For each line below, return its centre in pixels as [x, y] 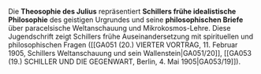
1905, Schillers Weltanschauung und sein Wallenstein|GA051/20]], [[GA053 [130, 53]
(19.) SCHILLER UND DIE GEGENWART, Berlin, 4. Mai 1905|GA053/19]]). [125, 61]
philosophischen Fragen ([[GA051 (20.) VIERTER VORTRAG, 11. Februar [123, 45]
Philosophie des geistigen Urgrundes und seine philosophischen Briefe [126, 20]
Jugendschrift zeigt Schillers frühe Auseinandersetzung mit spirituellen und [131, 36]
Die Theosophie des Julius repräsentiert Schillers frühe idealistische [122, 11]
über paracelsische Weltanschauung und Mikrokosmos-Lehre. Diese [119, 28]
